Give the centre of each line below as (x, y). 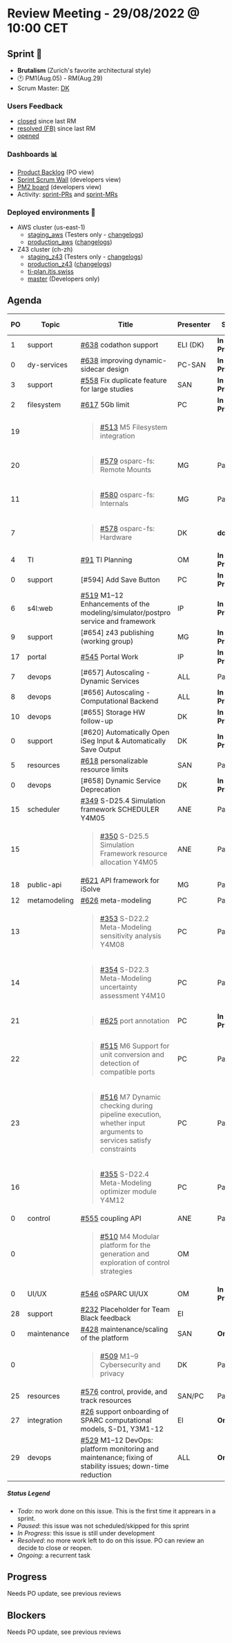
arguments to (122, 1131)
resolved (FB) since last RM (56, 129)
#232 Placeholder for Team (125, 1309)
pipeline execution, (130, 1114)
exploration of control (135, 1262)
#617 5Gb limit (105, 404)
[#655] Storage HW (113, 712)
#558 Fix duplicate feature (124, 380)
